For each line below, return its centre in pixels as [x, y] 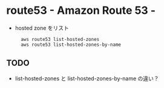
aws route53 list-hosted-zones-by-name [71, 45]
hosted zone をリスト [42, 28]
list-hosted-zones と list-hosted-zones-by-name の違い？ [87, 78]
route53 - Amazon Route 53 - [81, 11]
